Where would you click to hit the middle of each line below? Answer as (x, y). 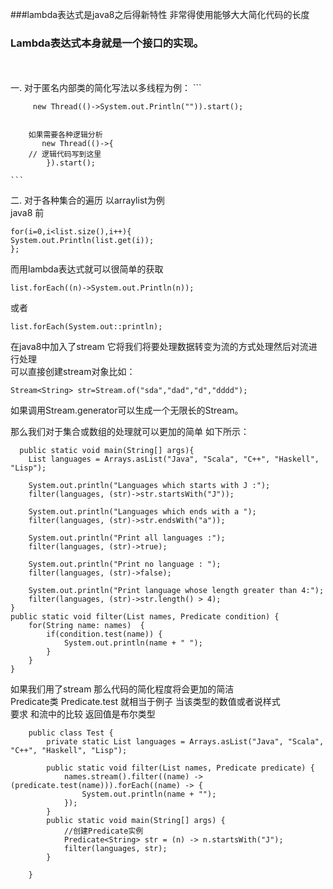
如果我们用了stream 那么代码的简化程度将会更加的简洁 (122, 689)
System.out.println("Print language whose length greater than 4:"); (176, 591)
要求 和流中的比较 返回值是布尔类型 (83, 714)
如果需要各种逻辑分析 (65, 135)
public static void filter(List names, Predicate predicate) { (180, 768)
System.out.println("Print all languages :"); (127, 538)
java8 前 (27, 213)
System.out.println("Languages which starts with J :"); (149, 486)
